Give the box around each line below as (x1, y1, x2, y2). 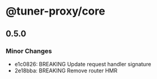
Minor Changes (5, 47, 52, 55)
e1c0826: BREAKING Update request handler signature (14, 60, 152, 67)
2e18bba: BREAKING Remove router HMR (14, 67, 118, 74)
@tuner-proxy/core (5, 4, 105, 18)
